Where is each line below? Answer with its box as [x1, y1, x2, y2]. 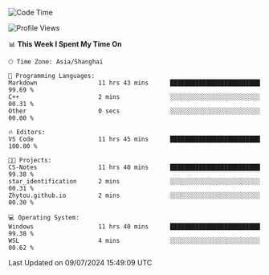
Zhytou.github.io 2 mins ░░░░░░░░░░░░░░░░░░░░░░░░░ [8, 191, 261, 199]
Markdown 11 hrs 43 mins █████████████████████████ [8, 79, 261, 87]
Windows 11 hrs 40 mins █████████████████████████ [8, 223, 261, 231]
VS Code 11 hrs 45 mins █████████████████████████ [8, 135, 261, 143]
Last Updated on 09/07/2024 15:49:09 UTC [8, 258, 153, 267]
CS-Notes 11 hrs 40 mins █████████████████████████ [8, 163, 261, 171]
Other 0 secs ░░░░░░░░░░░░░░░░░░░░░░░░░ [8, 107, 261, 115]
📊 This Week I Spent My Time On [8, 39, 122, 48]
